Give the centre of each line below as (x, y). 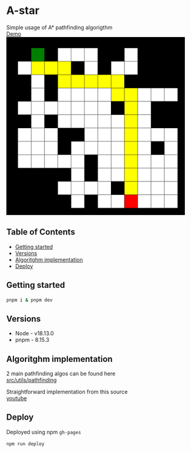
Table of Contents (41, 232)
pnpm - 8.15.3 (32, 340)
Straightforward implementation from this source (67, 392)
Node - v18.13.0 (35, 333)
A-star (23, 11)
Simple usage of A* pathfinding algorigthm (59, 27)
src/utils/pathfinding (32, 380)
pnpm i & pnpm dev (29, 300)
